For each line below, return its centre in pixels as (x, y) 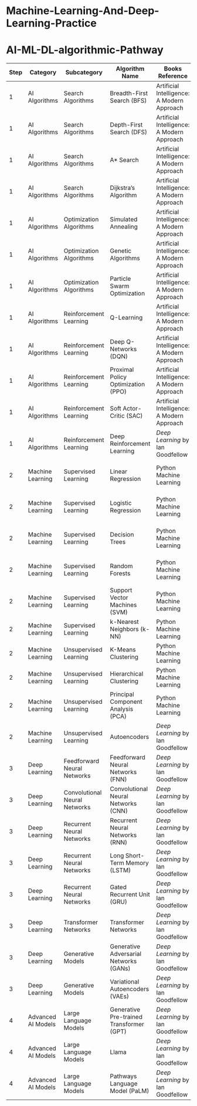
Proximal (122, 369)
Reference (173, 76)
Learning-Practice (51, 23)
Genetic (121, 251)
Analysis (122, 709)
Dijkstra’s (123, 188)
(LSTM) (120, 870)
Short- (135, 856)
